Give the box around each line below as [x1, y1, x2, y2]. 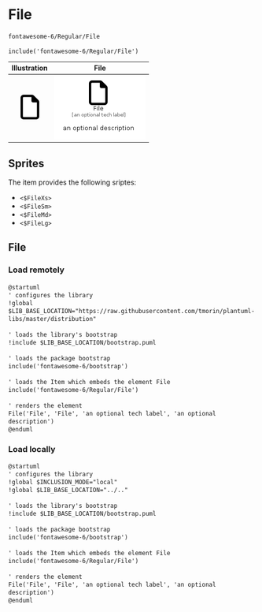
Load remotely [8, 264, 65, 275]
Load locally [8, 443, 56, 454]
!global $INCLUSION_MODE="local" [8, 478, 118, 486]
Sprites [8, 156, 45, 170]
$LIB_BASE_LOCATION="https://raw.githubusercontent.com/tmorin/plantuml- [8, 307, 256, 315]
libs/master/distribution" [8, 315, 97, 323]
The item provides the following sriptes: [8, 177, 137, 187]
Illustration [11, 63, 49, 73]
